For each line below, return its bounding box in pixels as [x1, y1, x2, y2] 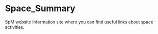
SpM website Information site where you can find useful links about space [5, 19, 154, 25]
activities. [5, 24, 24, 30]
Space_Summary [5, 3, 75, 14]
